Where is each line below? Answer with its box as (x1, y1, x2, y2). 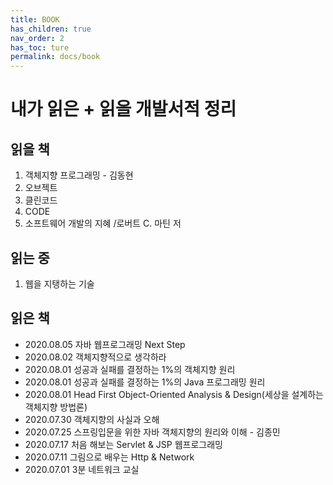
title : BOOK (10, 14, 60, 25)
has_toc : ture (10, 42, 70, 53)
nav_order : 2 (10, 33, 65, 43)
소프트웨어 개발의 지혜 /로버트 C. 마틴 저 (24, 217, 182, 230)
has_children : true (10, 24, 92, 34)
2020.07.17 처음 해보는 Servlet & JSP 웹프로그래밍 (24, 438, 223, 450)
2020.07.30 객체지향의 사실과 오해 (24, 413, 160, 425)
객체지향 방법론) (24, 401, 88, 413)
